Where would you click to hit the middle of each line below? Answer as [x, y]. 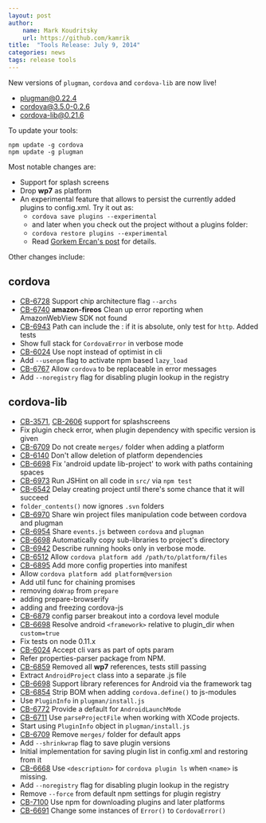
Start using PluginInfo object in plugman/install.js [105, 726]
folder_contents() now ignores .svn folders [92, 505]
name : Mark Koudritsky [60, 30]
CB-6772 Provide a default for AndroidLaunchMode [100, 708]
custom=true [39, 634]
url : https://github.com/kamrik [76, 38]
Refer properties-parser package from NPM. [92, 658]
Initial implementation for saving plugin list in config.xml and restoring [134, 751]
